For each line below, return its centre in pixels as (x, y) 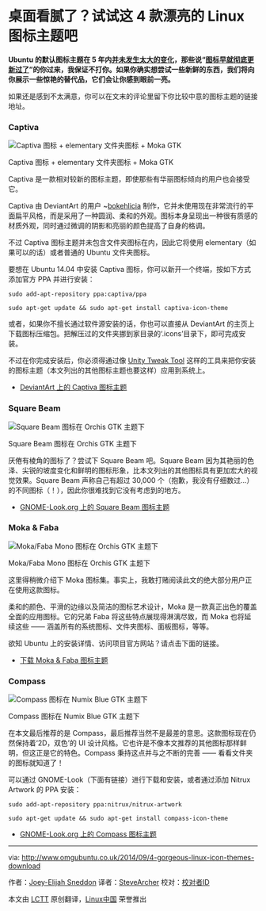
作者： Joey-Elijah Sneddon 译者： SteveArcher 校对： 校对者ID (109, 882)
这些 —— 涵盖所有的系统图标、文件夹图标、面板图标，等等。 (114, 626)
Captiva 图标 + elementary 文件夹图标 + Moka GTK (91, 163)
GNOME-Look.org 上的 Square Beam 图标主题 (95, 507)
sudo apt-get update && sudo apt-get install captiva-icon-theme (118, 308)
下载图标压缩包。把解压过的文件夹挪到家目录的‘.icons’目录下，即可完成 (123, 334)
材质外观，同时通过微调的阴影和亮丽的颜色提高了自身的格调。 (109, 226)
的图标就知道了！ (36, 763)
